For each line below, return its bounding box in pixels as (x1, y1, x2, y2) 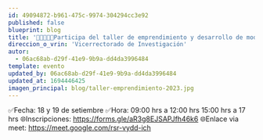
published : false (8, 19, 65, 27)
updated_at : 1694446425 (8, 77, 86, 84)
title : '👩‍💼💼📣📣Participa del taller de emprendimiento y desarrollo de (8, 33, 243, 41)
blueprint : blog (8, 26, 61, 34)
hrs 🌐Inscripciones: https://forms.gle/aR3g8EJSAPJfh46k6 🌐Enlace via (8, 114, 239, 124)
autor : (8, 48, 30, 56)
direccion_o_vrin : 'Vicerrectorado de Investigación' (8, 41, 188, 48)
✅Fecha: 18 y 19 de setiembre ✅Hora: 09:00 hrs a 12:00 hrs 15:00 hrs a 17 (8, 106, 246, 115)
